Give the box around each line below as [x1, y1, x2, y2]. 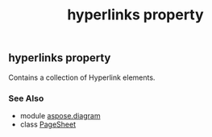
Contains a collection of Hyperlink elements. [8, 73, 156, 82]
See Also [8, 93, 44, 104]
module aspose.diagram [19, 110, 101, 120]
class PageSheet [19, 119, 77, 129]
